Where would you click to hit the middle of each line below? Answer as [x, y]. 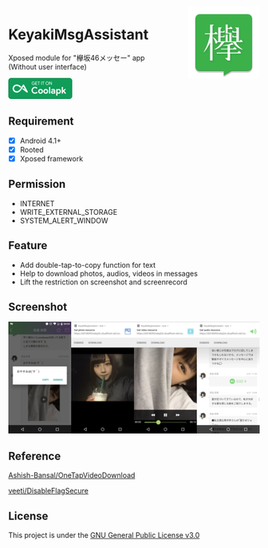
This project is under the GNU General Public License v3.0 [104, 535]
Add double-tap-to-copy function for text [88, 264]
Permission [37, 184]
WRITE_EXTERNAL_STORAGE [69, 212]
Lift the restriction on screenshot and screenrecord [103, 282]
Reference [35, 456]
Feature [28, 246]
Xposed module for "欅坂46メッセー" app [77, 58]
